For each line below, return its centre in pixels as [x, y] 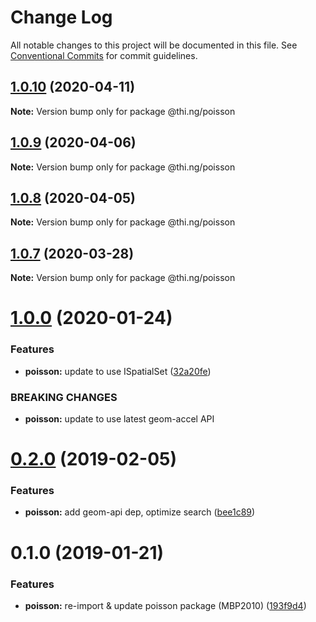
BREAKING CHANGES [64, 397]
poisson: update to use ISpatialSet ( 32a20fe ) [118, 371]
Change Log [61, 17]
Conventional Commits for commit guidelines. [104, 55]
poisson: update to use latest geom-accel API [119, 418]
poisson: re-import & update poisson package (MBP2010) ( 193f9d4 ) [165, 605]
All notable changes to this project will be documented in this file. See [154, 45]
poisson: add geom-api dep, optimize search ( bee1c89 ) [140, 512]
